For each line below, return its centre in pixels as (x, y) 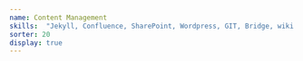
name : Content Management (58, 17)
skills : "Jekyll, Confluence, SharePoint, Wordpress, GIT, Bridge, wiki (152, 26)
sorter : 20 (30, 34)
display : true (36, 43)
